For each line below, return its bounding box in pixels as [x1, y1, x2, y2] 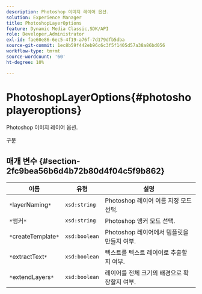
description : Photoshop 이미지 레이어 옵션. [6, 8, 109, 15]
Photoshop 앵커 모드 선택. [105, 217, 176, 225]
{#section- [38, 156, 81, 166]
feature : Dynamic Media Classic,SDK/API [6, 25, 109, 32]
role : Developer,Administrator [6, 31, 85, 37]
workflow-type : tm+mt [6, 48, 61, 54]
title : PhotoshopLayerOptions [6, 20, 82, 26]
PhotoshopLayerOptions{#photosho [6, 90, 192, 104]
